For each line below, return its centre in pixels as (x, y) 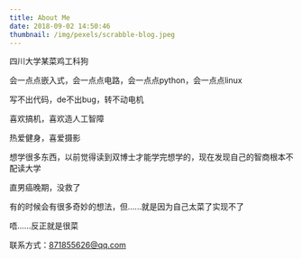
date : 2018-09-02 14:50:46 (60, 26)
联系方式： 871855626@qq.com (68, 245)
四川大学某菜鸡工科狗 (49, 61)
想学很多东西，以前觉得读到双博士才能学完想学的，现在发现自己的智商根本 (147, 157)
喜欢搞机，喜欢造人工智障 (57, 119)
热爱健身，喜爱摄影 (45, 138)
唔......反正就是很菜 (44, 226)
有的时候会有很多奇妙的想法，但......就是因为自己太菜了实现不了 (127, 207)
